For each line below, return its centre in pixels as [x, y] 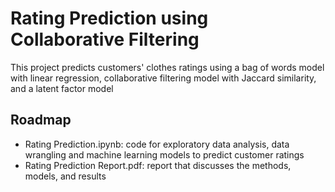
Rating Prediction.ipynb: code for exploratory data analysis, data [157, 144]
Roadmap [41, 120]
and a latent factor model [62, 88]
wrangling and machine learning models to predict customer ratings [164, 154]
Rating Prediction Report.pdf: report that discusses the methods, [158, 165]
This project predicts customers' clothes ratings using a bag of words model [167, 67]
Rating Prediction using [109, 18]
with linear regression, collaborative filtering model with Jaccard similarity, [163, 78]
